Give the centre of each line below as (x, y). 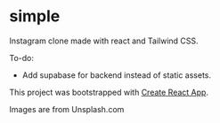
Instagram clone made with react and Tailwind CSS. (104, 41)
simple (35, 16)
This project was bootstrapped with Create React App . (109, 92)
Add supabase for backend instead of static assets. (117, 75)
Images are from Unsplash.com (67, 109)
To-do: (21, 58)
